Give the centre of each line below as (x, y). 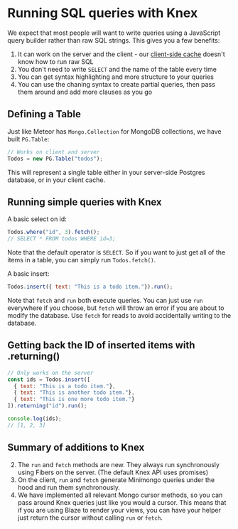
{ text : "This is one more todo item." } (74, 400)
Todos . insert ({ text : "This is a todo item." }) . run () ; (90, 287)
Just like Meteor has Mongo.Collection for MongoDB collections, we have (114, 131)
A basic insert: (28, 274)
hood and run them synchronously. (69, 487)
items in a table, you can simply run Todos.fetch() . (82, 260)
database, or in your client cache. (56, 180)
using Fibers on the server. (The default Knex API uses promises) (113, 472)
